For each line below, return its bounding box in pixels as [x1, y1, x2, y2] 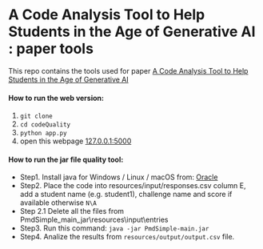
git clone [19, 112, 54, 121]
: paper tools [8, 40, 94, 58]
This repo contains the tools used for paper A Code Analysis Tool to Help [8, 66, 249, 75]
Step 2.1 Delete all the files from [19, 207, 125, 216]
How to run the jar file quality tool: [8, 155, 124, 164]
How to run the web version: [8, 93, 104, 102]
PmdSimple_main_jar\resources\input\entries [19, 215, 169, 225]
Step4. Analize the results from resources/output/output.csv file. [19, 232, 235, 242]
